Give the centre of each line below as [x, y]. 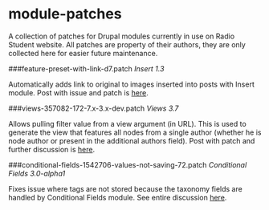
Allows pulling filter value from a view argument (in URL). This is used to [127, 123]
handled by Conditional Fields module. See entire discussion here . [118, 197]
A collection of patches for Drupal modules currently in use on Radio [122, 36]
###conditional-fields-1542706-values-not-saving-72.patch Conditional [128, 164]
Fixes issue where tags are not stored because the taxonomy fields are [125, 188]
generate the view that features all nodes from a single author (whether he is [135, 132]
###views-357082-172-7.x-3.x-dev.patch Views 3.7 [94, 108]
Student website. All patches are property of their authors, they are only [127, 44]
